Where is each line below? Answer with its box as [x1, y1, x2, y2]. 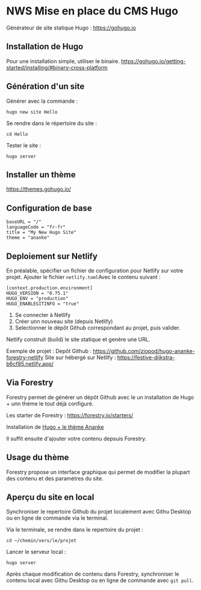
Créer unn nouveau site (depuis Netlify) [14, 318, 113, 325]
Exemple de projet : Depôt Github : [6, 348, 92, 354]
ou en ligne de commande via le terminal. [6, 514, 108, 521]
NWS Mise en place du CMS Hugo [6, 4, 179, 18]
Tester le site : [6, 141, 42, 149]
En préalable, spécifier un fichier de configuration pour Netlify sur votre [6, 267, 184, 274]
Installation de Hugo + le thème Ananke [6, 423, 104, 431]
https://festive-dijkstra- [117, 354, 175, 361]
